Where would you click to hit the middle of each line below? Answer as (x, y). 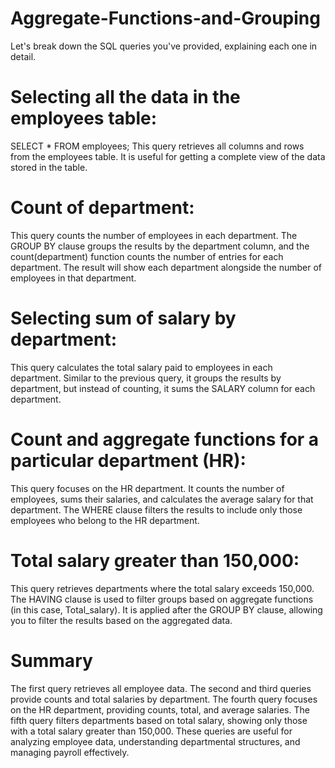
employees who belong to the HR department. (105, 520)
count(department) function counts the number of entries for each (147, 256)
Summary (51, 660)
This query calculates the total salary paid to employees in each (141, 367)
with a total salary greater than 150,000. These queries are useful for (151, 731)
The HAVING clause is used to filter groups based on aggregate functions (162, 599)
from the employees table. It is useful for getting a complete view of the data (168, 156)
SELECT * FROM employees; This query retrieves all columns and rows (157, 146)
